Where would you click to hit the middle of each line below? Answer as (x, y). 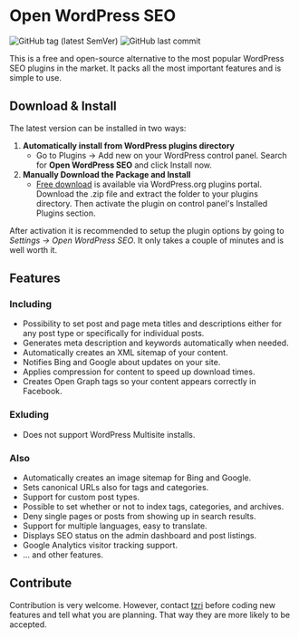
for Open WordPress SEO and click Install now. (124, 165)
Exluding (29, 415)
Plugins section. (66, 213)
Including (31, 305)
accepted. (28, 624)
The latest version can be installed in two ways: (98, 128)
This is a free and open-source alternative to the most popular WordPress (147, 58)
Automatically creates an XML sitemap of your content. (125, 353)
